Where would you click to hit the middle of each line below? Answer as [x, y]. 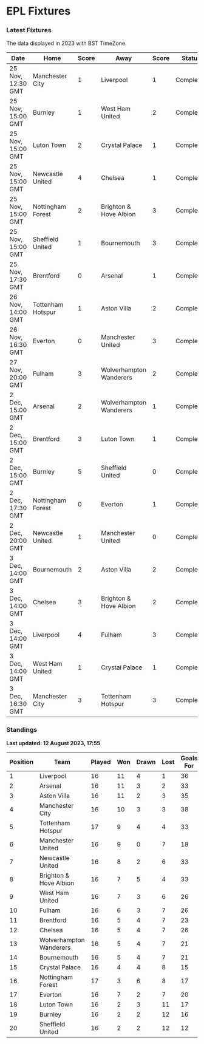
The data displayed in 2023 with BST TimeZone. [66, 43]
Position [22, 762]
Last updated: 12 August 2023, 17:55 [53, 743]
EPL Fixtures [39, 11]
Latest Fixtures [29, 30]
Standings [22, 730]
